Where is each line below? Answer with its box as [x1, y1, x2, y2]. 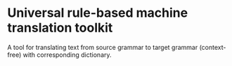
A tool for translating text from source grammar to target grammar [7, 43, 198, 51]
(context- [199, 43, 226, 51]
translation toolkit [7, 20, 113, 36]
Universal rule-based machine [7, 5, 188, 21]
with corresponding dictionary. [22, 51, 112, 59]
